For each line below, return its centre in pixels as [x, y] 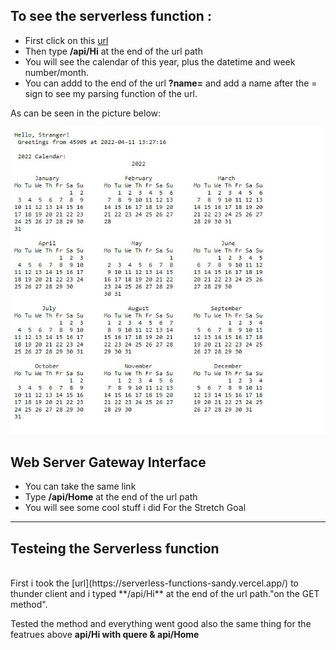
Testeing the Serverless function [115, 548]
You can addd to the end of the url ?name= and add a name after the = [171, 83]
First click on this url [66, 40]
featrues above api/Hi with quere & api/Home [105, 635]
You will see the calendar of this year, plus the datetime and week [160, 61]
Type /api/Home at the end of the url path [111, 497]
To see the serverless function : [111, 16]
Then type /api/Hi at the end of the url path [113, 51]
